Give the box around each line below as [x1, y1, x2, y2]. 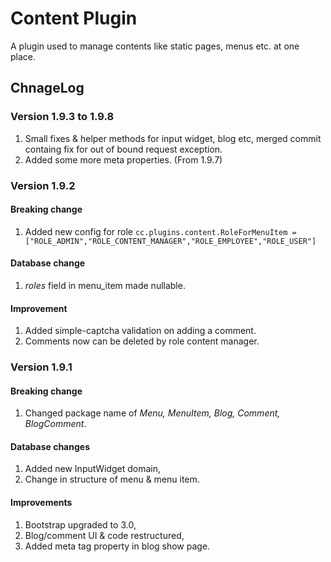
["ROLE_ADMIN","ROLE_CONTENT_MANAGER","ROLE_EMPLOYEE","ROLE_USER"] [24, 236, 317, 246]
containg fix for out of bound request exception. [24, 143, 223, 155]
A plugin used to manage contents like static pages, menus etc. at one [10, 40, 300, 52]
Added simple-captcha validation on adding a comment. [24, 325, 257, 337]
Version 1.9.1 [10, 360, 73, 374]
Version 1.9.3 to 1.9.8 [10, 110, 115, 124]
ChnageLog [10, 80, 85, 97]
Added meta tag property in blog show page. [24, 540, 211, 552]
